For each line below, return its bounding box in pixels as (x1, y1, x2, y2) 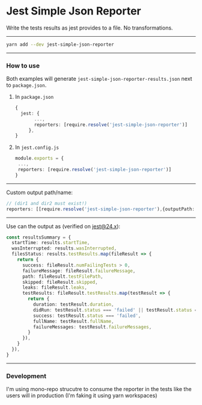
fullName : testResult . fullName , (32, 318, 114, 324)
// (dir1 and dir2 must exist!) (6, 200, 87, 206)
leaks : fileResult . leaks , (22, 284, 87, 290)
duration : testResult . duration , (32, 301, 114, 308)
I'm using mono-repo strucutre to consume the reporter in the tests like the (6, 386, 192, 393)
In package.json (14, 93, 54, 101)
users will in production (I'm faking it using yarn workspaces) (6, 392, 158, 399)
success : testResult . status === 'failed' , (32, 312, 141, 319)
